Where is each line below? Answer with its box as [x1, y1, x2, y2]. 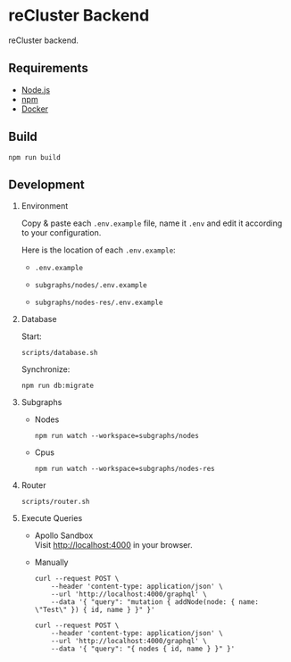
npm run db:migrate [21, 381, 95, 391]
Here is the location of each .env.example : [21, 244, 176, 255]
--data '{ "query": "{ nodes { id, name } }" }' [51, 644, 236, 654]
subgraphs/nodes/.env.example [34, 281, 148, 290]
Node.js [21, 84, 51, 95]
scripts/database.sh [21, 349, 98, 358]
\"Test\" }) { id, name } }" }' [34, 606, 155, 615]
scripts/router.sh [21, 497, 90, 507]
